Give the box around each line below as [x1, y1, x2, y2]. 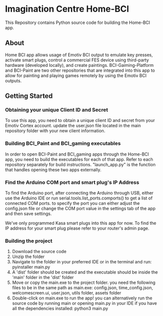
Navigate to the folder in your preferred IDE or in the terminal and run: [12, 259, 152, 265]
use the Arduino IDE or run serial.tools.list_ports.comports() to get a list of [5, 195, 153, 201]
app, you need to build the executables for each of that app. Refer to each [5, 156, 153, 162]
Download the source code [12, 249, 67, 255]
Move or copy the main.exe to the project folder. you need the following [12, 279, 156, 286]
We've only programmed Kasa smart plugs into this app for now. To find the [5, 220, 157, 226]
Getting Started [5, 92, 53, 100]
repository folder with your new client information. [5, 128, 106, 134]
